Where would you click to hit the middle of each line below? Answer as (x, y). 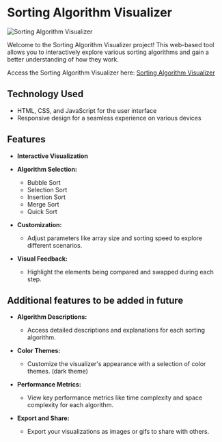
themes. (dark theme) (58, 372)
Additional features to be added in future (95, 300)
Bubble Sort (44, 182)
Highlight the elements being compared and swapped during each (120, 272)
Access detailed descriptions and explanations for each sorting (116, 330)
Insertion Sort (46, 197)
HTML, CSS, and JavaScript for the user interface (87, 110)
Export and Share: (43, 418)
